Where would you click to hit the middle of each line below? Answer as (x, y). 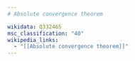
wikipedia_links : (33, 40)
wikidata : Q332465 (34, 27)
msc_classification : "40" (45, 33)
